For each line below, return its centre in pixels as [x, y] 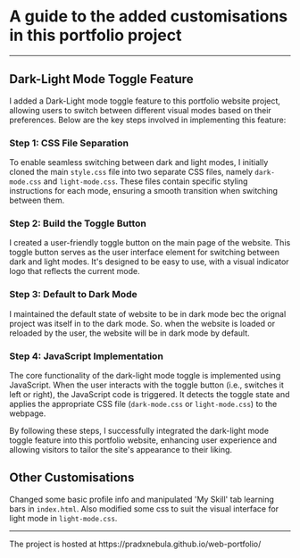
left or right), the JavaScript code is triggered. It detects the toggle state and [150, 394]
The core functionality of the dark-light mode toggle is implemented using [145, 375]
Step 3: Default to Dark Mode [74, 295]
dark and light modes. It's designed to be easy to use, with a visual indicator [149, 262]
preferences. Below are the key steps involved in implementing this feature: [148, 120]
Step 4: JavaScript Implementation [86, 356]
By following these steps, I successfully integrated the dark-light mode [139, 430]
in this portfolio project [96, 35]
